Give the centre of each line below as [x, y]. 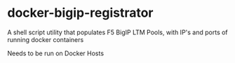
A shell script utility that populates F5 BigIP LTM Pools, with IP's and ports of [117, 32]
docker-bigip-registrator [80, 13]
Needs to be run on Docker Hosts [55, 53]
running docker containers [46, 39]
